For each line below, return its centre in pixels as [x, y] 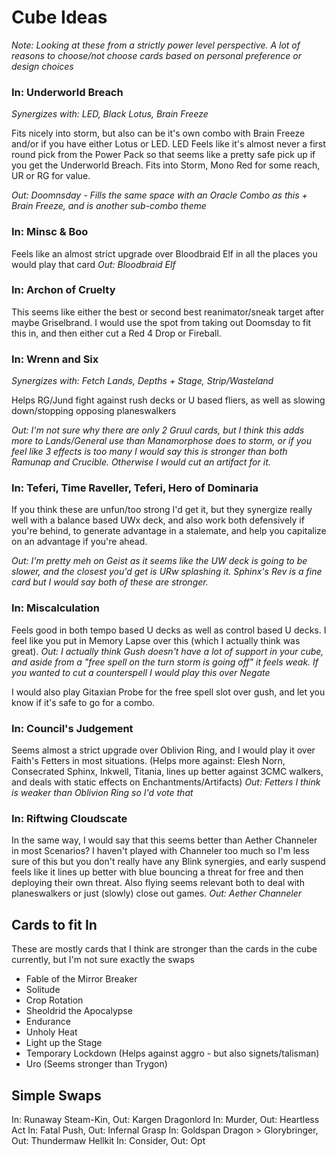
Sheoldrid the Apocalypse [79, 1011]
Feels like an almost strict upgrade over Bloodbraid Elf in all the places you [164, 253]
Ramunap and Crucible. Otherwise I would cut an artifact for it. [141, 462]
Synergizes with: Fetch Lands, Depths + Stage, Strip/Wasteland [142, 381]
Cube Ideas [59, 17]
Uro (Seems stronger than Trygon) [96, 1064]
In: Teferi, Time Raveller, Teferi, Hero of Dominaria [135, 488]
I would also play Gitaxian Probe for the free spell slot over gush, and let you [168, 692]
